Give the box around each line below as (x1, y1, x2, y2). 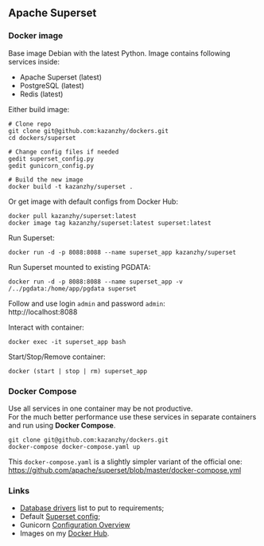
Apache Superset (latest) (19, 72, 102, 82)
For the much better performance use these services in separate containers (8, 411, 257, 421)
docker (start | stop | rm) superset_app (8, 367, 148, 375)
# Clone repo (8, 119, 52, 128)
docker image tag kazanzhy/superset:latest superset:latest (8, 219, 212, 227)
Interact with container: (8, 322, 85, 332)
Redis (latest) (19, 89, 64, 99)
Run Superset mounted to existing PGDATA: (8, 262, 151, 271)
